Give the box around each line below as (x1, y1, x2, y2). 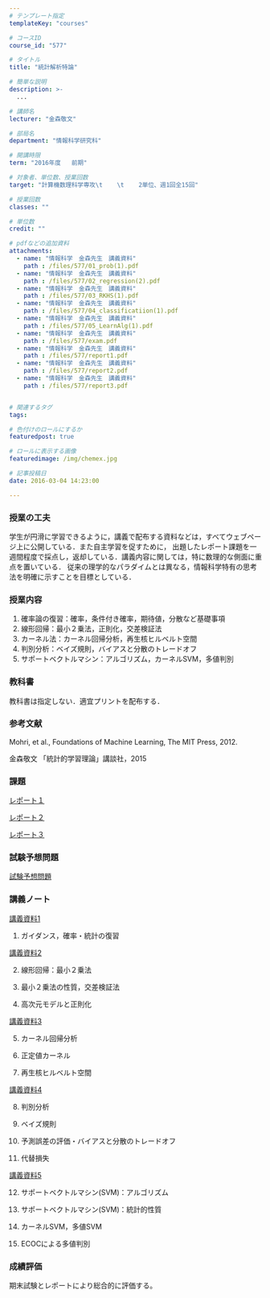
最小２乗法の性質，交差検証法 (20, 982, 120, 991)
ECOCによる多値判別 (20, 1238, 91, 1248)
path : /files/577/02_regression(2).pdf (23, 277, 161, 285)
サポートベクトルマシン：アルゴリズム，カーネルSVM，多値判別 (20, 654, 234, 664)
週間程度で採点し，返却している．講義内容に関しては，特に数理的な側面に (9, 552, 256, 561)
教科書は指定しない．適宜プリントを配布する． (9, 696, 164, 705)
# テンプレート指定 (9, 11, 65, 20)
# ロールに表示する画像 (9, 448, 77, 456)
